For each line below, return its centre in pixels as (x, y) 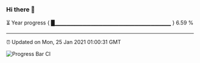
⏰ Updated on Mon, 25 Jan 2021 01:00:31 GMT (64, 42)
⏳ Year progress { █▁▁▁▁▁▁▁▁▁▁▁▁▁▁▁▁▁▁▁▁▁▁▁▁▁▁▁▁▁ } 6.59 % (100, 23)
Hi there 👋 (21, 10)
